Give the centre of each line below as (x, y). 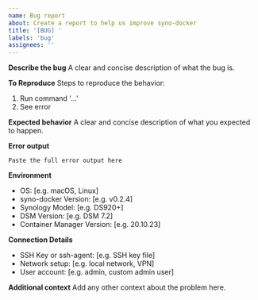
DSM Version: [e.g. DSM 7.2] (66, 216)
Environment (30, 175)
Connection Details (40, 240)
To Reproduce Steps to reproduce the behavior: (87, 83)
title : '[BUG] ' (35, 30)
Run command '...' (49, 98)
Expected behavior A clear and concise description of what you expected (129, 122)
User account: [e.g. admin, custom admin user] (97, 272)
